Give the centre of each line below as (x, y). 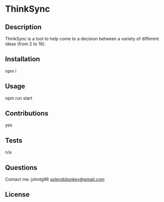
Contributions (27, 113)
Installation (23, 59)
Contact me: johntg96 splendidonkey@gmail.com (55, 180)
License (17, 194)
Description (23, 27)
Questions (21, 168)
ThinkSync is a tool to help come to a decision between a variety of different (82, 39)
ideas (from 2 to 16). (25, 44)
